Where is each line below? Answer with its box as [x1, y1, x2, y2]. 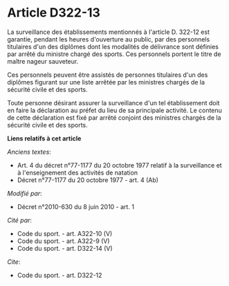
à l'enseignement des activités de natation [17, 168, 138, 177]
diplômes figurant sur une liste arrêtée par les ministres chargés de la [7, 78, 205, 86]
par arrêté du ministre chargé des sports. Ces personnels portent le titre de [7, 50, 221, 58]
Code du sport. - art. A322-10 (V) [17, 229, 113, 238]
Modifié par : [7, 189, 43, 197]
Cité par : [7, 216, 33, 224]
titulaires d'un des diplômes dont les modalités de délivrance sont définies [7, 42, 219, 51]
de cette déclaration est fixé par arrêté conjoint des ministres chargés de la [7, 113, 221, 122]
